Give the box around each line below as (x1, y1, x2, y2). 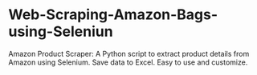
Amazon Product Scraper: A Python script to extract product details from (8, 49, 250, 58)
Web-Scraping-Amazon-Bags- (8, 6, 218, 24)
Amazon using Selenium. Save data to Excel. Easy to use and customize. (8, 57, 248, 67)
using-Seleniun (8, 22, 114, 41)
